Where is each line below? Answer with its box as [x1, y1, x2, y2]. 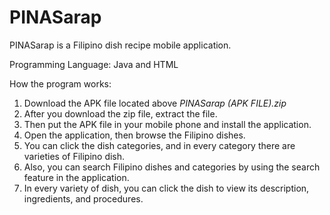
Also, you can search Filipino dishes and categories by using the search [23, 161, 321, 173]
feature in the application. [23, 171, 130, 183]
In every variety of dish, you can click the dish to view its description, [23, 182, 310, 194]
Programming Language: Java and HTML [9, 58, 179, 70]
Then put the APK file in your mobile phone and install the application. [23, 118, 312, 130]
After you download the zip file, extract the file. [23, 107, 218, 120]
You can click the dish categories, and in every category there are [23, 139, 296, 151]
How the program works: [9, 77, 112, 90]
